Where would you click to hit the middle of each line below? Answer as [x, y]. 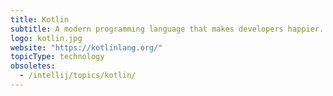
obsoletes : [33, 66]
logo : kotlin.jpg [46, 38]
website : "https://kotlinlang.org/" [86, 47]
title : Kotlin [40, 19]
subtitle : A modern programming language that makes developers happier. [167, 29]
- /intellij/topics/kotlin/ [78, 76]
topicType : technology [57, 57]
